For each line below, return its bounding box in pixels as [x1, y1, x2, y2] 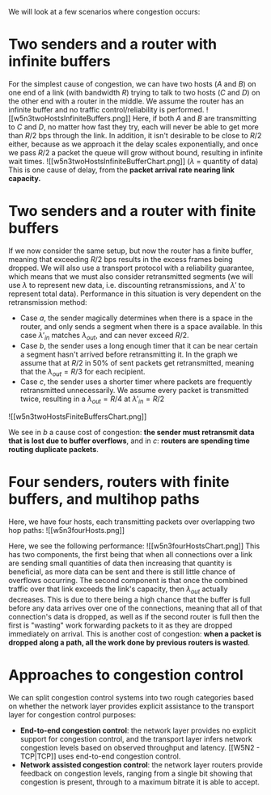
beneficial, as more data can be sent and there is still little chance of [8, 567, 236, 577]
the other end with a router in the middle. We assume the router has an [8, 96, 244, 106]
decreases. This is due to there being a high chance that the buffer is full [8, 594, 251, 604]
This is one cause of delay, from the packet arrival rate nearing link [8, 165, 235, 175]
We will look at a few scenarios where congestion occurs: [8, 7, 201, 16]
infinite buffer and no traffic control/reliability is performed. [8, 104, 205, 114]
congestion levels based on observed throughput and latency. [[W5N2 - [19, 742, 260, 752]
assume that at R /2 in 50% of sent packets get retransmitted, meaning [19, 357, 255, 367]
